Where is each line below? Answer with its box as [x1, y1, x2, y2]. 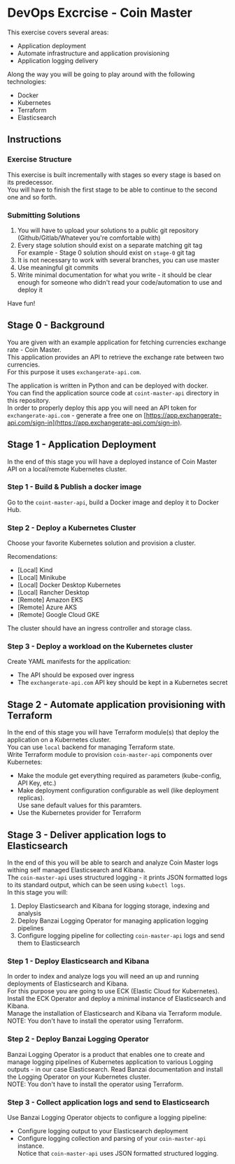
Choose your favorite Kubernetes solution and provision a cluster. [7, 539, 196, 547]
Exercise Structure [7, 155, 72, 164]
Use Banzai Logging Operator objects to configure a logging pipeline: [7, 1113, 207, 1121]
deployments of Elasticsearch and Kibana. [7, 979, 129, 988]
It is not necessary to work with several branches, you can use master [17, 255, 220, 264]
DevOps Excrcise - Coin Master [7, 5, 193, 21]
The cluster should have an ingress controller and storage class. [7, 624, 192, 632]
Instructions [7, 134, 62, 145]
